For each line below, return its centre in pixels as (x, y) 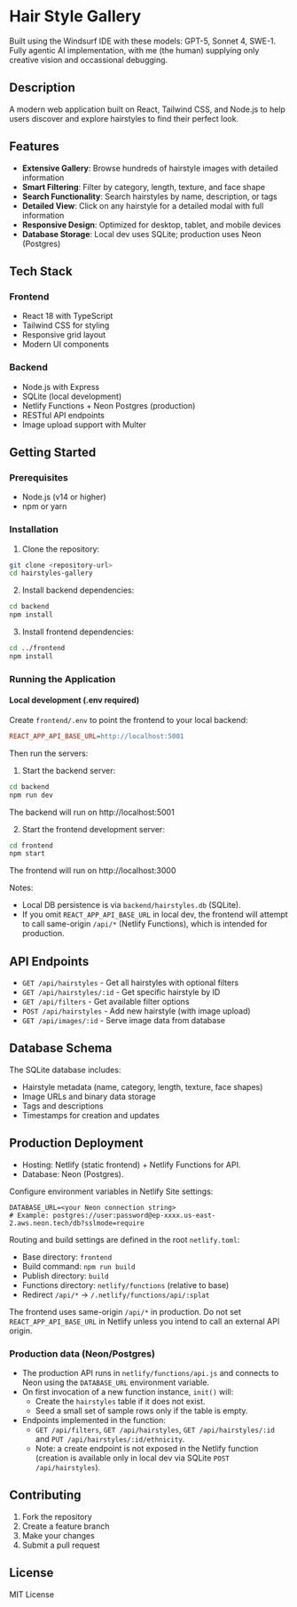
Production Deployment (76, 1143)
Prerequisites (39, 477)
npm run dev (31, 795)
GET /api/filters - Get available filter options (106, 1002)
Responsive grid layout (64, 335)
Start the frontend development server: (94, 829)
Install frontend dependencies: (78, 632)
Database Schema (61, 1049)
